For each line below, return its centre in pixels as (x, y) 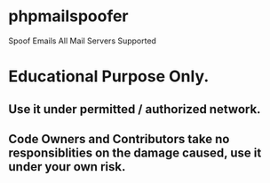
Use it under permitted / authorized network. (135, 109)
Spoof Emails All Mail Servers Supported (83, 41)
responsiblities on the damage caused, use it (135, 152)
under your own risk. (67, 167)
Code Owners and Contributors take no (119, 139)
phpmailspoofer (69, 16)
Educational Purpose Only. (109, 76)
